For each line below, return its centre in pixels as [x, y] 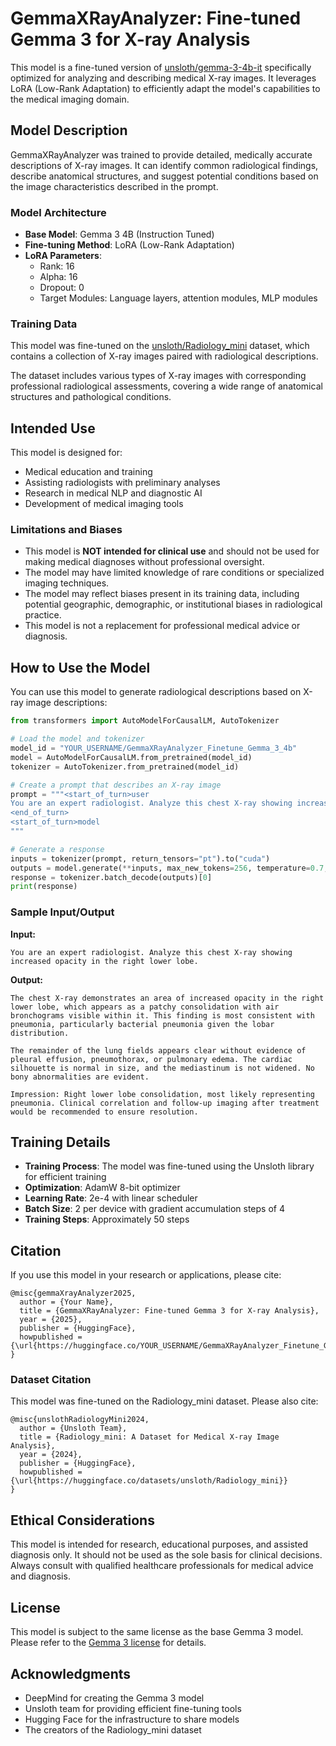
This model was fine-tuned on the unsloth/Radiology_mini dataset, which [160, 346]
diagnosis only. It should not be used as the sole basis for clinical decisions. [166, 1555]
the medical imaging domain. [70, 99]
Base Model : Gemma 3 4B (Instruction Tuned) [119, 234]
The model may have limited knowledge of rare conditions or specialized [174, 573]
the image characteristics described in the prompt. [114, 186]
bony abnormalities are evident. [80, 1077]
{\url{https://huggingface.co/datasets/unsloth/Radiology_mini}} [149, 1481]
